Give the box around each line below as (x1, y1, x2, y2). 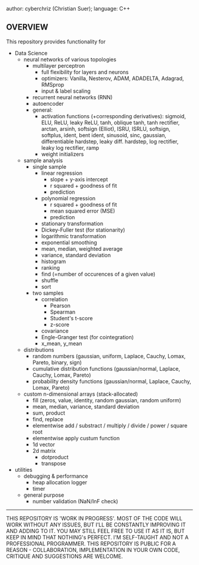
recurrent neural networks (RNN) (32, 93, 113, 100)
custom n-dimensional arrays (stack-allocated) (23, 390, 138, 397)
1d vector (32, 441, 55, 448)
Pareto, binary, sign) (32, 359, 82, 366)
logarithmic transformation (41, 232, 107, 239)
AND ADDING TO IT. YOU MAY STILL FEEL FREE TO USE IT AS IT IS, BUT (6, 527, 185, 534)
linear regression (41, 169, 83, 176)
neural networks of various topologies (23, 56, 117, 63)
